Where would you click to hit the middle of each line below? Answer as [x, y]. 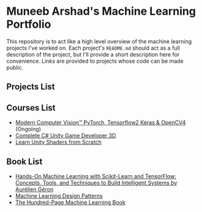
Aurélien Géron [34, 189]
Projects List [31, 87]
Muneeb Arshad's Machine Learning [101, 11]
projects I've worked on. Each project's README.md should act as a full [93, 48]
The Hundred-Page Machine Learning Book [70, 202]
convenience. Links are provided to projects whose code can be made [95, 61]
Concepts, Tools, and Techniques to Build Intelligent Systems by [96, 183]
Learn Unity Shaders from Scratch [58, 142]
